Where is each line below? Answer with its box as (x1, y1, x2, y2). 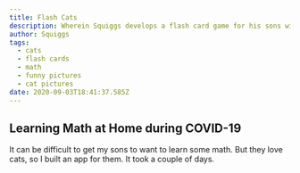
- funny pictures (17, 71, 82, 80)
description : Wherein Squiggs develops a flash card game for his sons (9, 21, 281, 30)
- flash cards (17, 54, 70, 63)
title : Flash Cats (9, 12, 78, 22)
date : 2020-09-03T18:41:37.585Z (9, 87, 129, 96)
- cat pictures (17, 79, 74, 88)
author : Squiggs (9, 29, 70, 38)
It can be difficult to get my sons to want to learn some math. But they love (9, 144, 283, 155)
